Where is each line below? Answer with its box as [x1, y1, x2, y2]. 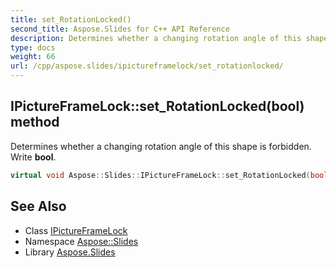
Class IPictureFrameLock [24, 224, 128, 236]
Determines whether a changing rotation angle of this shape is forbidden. [10, 140, 312, 152]
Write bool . [10, 151, 57, 163]
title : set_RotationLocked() [10, 14, 132, 25]
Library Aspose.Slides [24, 246, 116, 258]
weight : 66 [10, 52, 56, 62]
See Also [10, 198, 67, 215]
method [10, 114, 60, 131]
